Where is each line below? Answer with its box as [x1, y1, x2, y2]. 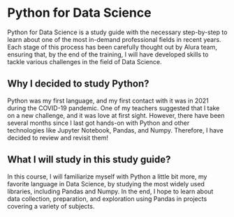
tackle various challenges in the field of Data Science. [7, 57, 162, 66]
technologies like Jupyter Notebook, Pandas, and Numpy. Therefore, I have [7, 126, 224, 134]
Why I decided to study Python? [7, 78, 149, 90]
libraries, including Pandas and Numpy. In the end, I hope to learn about [7, 187, 214, 195]
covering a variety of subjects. [7, 202, 95, 210]
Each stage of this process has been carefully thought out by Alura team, [7, 43, 218, 51]
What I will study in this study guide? [7, 154, 171, 165]
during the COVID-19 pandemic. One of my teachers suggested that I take [7, 103, 220, 112]
